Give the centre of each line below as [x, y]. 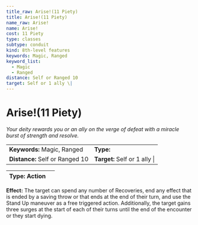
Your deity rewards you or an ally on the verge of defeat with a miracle [93, 129]
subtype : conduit [28, 45]
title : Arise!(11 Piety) [37, 17]
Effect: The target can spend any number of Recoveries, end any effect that [99, 190]
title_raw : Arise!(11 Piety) [42, 12]
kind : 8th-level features [38, 50]
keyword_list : [24, 61]
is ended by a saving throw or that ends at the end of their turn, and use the [98, 197]
